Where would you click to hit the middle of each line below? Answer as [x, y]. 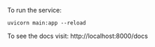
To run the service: [34, 10]
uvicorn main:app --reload [47, 23]
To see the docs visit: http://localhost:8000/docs [78, 36]
